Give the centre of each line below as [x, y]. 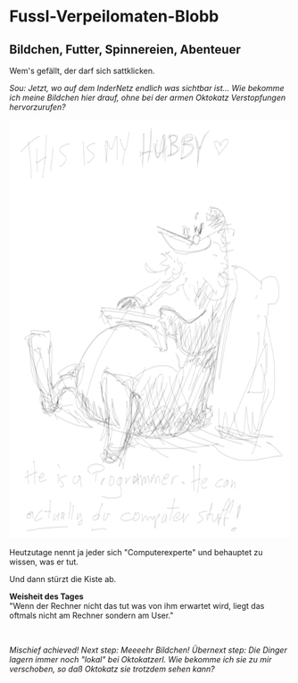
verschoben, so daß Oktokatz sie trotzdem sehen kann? [112, 669]
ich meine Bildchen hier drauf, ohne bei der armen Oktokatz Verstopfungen [148, 97]
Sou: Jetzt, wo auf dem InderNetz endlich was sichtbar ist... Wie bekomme [147, 88]
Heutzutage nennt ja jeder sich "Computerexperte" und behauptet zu [136, 552]
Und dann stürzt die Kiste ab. [63, 579]
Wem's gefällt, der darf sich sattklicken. [82, 71]
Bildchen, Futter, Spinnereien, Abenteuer [125, 50]
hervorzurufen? [37, 107]
